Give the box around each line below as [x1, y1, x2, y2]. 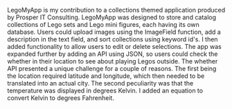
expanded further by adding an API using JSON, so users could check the [7, 50, 218, 58]
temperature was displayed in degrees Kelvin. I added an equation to [7, 86, 203, 95]
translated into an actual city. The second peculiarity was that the [7, 79, 194, 87]
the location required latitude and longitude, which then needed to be [7, 72, 205, 80]
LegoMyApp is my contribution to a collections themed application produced [7, 6, 226, 14]
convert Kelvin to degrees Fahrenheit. [7, 94, 114, 102]
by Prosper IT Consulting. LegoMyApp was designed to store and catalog [7, 13, 217, 21]
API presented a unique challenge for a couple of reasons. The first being [7, 65, 217, 72]
